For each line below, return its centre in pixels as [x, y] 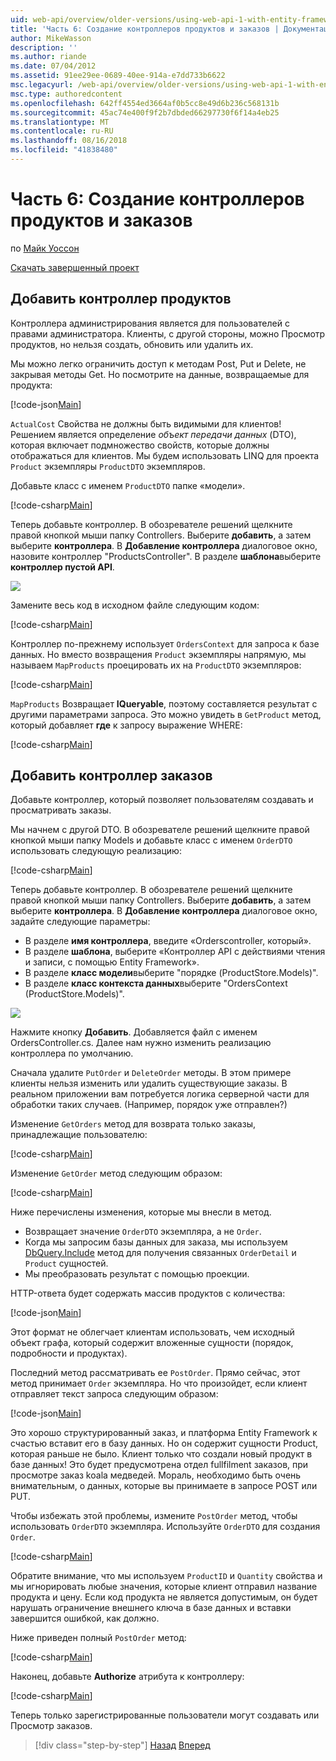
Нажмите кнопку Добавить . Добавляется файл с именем [134, 1032]
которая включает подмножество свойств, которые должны [140, 445]
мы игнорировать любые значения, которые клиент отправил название [164, 1587]
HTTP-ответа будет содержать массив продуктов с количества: [148, 1293]
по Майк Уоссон [45, 248]
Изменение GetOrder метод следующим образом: [116, 1173]
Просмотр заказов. [51, 1726]
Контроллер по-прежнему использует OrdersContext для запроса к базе [165, 643]
